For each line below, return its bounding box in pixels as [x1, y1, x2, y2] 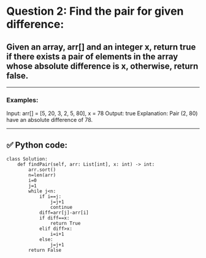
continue [50, 204, 72, 211]
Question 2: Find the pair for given [6, 4, 184, 18]
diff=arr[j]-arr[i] [39, 210, 89, 216]
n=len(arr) [28, 172, 56, 178]
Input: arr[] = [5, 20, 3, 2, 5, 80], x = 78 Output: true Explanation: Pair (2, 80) [6, 110, 198, 117]
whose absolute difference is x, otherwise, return [6, 61, 199, 71]
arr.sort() [28, 167, 56, 173]
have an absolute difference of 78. [6, 116, 93, 124]
